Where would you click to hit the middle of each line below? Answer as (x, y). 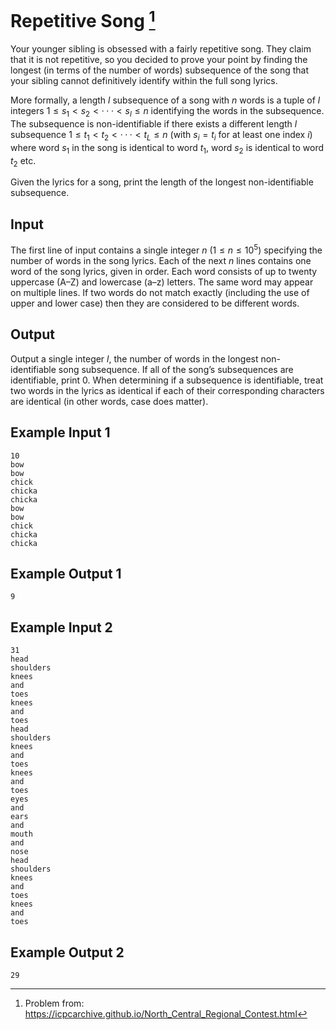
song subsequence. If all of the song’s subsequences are (176, 369)
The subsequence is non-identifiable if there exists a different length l (154, 124)
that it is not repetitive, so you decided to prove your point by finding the (159, 60)
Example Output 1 (66, 573)
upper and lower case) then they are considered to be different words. (155, 303)
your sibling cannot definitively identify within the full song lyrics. (144, 81)
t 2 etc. (23, 161)
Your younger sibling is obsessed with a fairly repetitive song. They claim (161, 49)
